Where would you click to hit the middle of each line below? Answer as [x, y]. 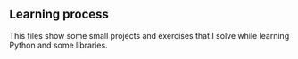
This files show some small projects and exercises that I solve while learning [149, 35]
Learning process [59, 15]
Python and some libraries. [59, 45]
